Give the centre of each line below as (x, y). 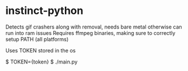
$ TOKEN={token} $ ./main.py (42, 62)
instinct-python (45, 11)
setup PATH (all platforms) (37, 39)
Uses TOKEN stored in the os (41, 50)
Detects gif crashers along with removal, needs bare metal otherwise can (94, 27)
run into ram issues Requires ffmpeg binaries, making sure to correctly (90, 33)
